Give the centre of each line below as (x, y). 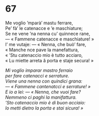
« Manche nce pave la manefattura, (42, 50)
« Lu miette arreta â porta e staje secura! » (49, 60)
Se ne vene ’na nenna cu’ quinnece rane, (48, 33)
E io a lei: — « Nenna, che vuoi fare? (43, 92)
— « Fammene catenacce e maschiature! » (50, 39)
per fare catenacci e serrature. (37, 75)
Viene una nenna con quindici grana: (44, 81)
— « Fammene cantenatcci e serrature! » (48, 86)
